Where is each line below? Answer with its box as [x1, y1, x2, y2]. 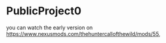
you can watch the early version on [6, 24, 93, 31]
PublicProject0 [6, 4, 82, 18]
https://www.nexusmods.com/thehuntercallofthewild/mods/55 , [6, 30, 161, 37]
